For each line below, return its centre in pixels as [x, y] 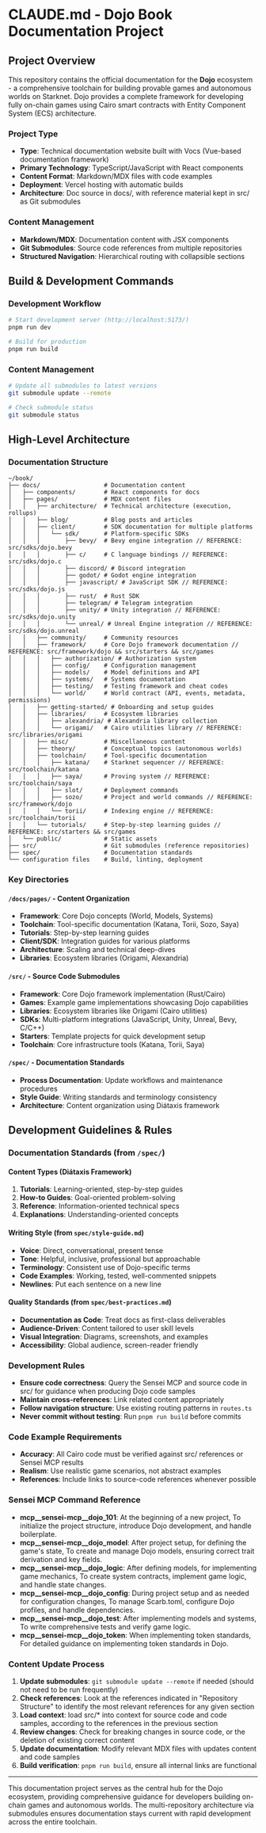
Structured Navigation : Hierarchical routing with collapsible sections [132, 256]
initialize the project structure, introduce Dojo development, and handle [135, 1526]
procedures [38, 1088]
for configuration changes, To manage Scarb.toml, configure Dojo [127, 1601]
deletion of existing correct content [77, 1740]
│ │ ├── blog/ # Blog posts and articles [101, 520]
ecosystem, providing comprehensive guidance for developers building [124, 1797]
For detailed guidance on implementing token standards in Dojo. [124, 1643]
